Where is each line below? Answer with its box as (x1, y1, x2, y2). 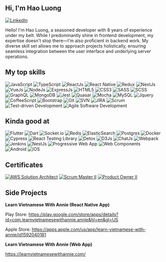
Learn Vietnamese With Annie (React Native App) (5, 202, 110, 208)
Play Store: (5, 211, 27, 217)
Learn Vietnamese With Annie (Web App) (5, 241, 93, 247)
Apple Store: (5, 226, 31, 232)
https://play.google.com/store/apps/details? (28, 211, 119, 217)
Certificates (5, 160, 43, 169)
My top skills (5, 68, 46, 76)
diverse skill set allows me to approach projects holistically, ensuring (5, 42, 146, 49)
